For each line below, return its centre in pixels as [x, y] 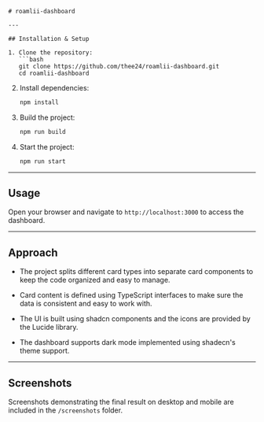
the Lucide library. [49, 328]
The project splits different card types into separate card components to [136, 272]
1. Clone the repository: [50, 53]
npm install [39, 102]
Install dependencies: [54, 88]
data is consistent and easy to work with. [86, 304]
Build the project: [47, 117]
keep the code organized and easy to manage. [95, 280]
